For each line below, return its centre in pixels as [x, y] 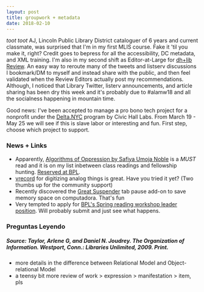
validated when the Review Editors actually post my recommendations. [95, 79]
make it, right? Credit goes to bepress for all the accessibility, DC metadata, [101, 54]
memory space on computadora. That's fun [70, 198]
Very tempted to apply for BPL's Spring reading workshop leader [96, 204]
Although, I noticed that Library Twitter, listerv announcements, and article [100, 86]
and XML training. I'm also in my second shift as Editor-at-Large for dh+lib [99, 60]
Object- [177, 263]
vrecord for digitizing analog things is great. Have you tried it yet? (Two [104, 178]
